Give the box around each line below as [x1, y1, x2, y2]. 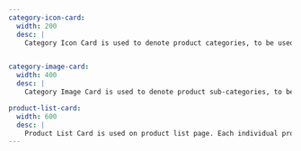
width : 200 [16, 22, 58, 31]
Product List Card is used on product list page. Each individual [24, 129, 279, 138]
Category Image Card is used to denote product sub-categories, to [24, 87, 282, 96]
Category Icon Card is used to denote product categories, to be [24, 38, 275, 48]
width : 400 [16, 71, 58, 80]
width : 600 [16, 111, 58, 121]
